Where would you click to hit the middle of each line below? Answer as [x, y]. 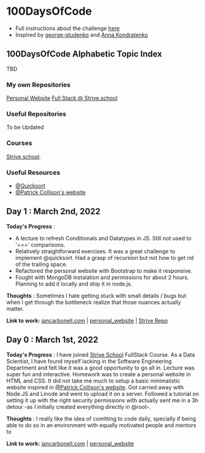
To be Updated [25, 128]
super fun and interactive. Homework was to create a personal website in [99, 374]
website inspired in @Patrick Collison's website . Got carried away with [95, 387]
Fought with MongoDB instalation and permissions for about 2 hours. [102, 277]
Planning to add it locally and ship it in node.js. [74, 284]
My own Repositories [39, 85]
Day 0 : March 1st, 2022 [52, 340]
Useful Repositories [36, 113]
